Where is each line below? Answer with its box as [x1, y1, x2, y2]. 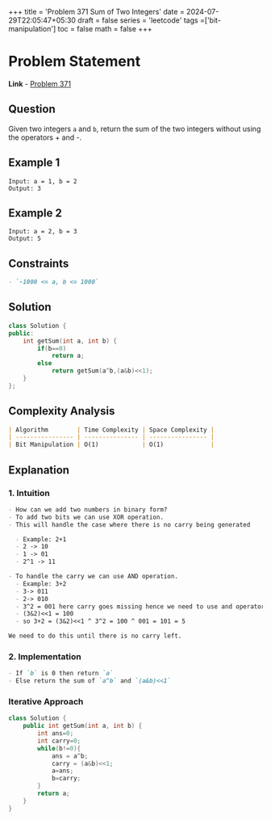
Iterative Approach [8, 696, 84, 707]
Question [8, 103, 56, 116]
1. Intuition [8, 487, 50, 498]
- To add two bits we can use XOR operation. [8, 513, 164, 521]
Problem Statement [8, 53, 141, 71]
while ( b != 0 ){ [37, 744, 81, 752]
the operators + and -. [8, 132, 82, 142]
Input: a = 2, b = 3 [8, 228, 78, 236]
